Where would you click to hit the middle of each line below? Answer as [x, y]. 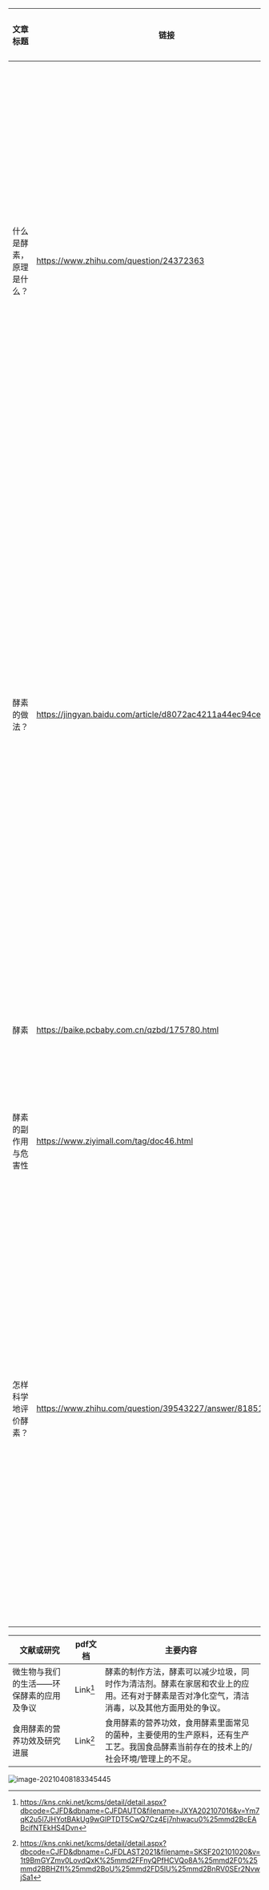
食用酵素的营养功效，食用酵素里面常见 [177, 1723]
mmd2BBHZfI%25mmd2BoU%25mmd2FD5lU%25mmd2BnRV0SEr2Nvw [140, 1869]
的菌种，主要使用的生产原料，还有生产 [177, 1735]
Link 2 [85, 1740]
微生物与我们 [37, 1672]
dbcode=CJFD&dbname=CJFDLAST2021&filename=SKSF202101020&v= [140, 1852]
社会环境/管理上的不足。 [151, 1759]
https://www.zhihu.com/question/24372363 [120, 261]
